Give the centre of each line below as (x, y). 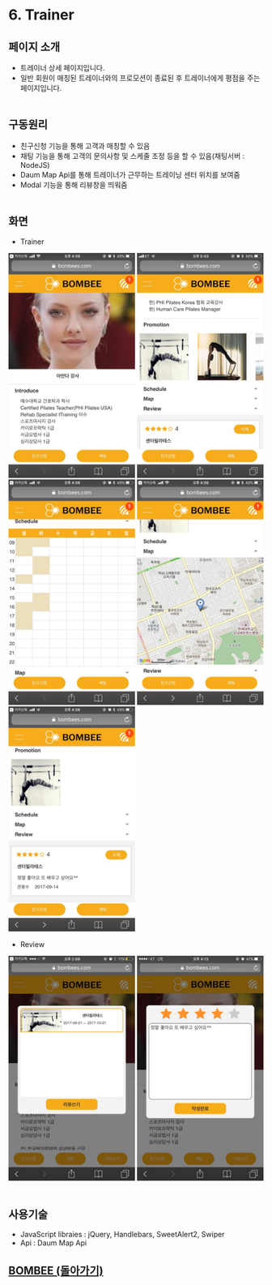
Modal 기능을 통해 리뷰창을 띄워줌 (74, 185)
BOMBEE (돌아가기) (56, 1270)
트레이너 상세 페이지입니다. (62, 68)
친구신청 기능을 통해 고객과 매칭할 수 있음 (85, 146)
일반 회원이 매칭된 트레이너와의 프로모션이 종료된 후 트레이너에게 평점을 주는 (140, 78)
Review (32, 944)
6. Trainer (41, 15)
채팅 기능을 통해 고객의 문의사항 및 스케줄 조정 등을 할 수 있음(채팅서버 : (132, 156)
